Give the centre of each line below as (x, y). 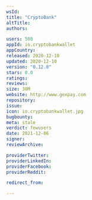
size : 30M (18, 89)
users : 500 (20, 39)
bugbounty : (20, 117)
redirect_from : (25, 183)
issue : (14, 106)
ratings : (17, 78)
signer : (16, 139)
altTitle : (18, 23)
